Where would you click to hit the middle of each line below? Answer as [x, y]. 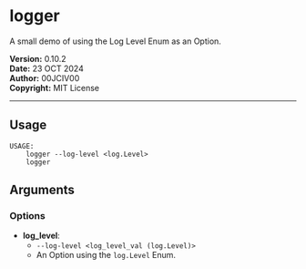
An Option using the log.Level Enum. [106, 255]
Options [27, 216]
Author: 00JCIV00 [45, 78]
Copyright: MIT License [55, 88]
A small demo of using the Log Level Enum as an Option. [115, 41]
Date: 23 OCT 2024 [46, 68]
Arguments [42, 190]
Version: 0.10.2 [38, 58]
